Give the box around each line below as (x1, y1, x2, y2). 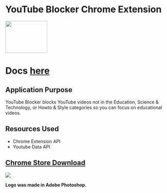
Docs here (5, 65, 50, 77)
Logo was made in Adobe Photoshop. (5, 182, 87, 188)
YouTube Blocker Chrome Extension (5, 4, 162, 15)
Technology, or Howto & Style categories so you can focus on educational (5, 104, 162, 111)
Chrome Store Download (5, 159, 86, 167)
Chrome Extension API (12, 138, 61, 144)
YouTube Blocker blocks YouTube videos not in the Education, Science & (5, 99, 159, 105)
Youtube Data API (12, 143, 50, 149)
